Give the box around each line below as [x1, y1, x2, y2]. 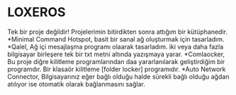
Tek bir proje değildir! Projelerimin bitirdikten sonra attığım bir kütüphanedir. [7, 27, 228, 36]
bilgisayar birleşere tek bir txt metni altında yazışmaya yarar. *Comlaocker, [7, 50, 225, 58]
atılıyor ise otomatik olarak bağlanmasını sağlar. [7, 80, 145, 88]
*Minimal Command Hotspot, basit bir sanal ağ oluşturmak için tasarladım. [7, 34, 225, 43]
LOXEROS [7, 4, 66, 20]
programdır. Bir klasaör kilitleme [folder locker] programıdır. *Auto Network [7, 65, 226, 73]
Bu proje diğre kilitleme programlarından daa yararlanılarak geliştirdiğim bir [7, 57, 225, 65]
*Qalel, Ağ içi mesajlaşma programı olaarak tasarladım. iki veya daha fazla [7, 42, 224, 51]
